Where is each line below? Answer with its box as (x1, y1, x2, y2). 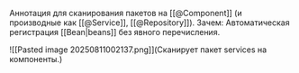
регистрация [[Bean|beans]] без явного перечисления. (9, 27, 221, 37)
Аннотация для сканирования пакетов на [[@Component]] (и (9, 8, 242, 18)
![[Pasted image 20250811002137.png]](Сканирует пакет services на (9, 44, 267, 55)
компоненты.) (9, 54, 63, 64)
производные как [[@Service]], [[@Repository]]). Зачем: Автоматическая (9, 17, 290, 28)
